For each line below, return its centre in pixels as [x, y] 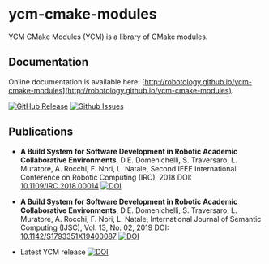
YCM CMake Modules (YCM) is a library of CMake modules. [108, 37]
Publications [41, 132]
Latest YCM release [53, 252]
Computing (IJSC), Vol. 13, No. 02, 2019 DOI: [94, 227]
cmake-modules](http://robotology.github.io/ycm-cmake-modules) [120, 90]
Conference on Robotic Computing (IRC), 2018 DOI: [106, 177]
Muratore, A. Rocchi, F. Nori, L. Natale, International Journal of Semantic [141, 219]
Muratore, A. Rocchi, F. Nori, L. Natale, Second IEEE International [128, 168]
